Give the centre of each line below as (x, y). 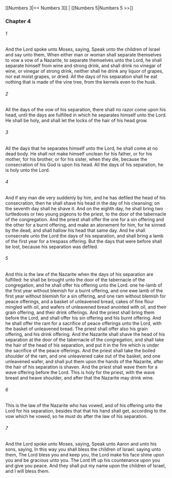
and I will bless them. (28, 471)
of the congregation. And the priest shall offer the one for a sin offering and (85, 219)
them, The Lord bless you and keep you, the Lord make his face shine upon (85, 455)
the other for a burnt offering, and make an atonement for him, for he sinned (85, 225)
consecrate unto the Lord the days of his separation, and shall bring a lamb (84, 235)
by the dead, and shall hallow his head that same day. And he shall (76, 230)
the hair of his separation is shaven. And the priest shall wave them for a (81, 367)
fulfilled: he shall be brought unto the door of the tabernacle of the (75, 280)
